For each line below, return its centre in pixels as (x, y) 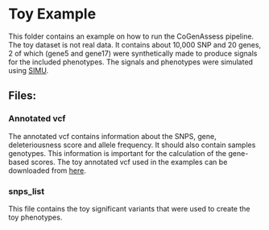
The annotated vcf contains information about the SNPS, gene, (112, 136)
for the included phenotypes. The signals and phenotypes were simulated (131, 62)
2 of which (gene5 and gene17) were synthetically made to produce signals (133, 53)
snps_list (27, 191)
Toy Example (52, 14)
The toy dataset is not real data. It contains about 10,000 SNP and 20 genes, (135, 44)
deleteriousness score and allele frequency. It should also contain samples (132, 145)
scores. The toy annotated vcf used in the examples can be (129, 162)
